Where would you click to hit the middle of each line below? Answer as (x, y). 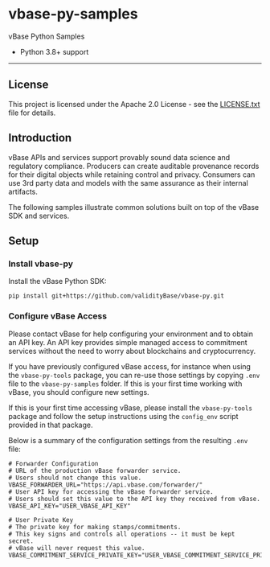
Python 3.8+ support (54, 51)
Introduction (40, 138)
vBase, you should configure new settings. (79, 392)
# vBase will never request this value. (77, 548)
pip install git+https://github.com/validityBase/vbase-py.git (117, 296)
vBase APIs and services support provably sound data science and (119, 157)
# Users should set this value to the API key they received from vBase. (135, 499)
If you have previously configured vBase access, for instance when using (130, 366)
